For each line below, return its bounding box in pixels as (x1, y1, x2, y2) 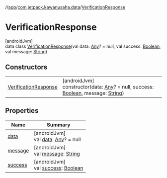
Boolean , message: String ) (62, 89, 124, 96)
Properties (5, 106, 39, 115)
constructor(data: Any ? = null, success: (62, 83, 154, 90)
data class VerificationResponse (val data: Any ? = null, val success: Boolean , (5, 43, 161, 49)
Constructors (5, 63, 48, 72)
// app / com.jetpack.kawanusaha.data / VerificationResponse (5, 4, 126, 10)
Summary (46, 121, 71, 128)
